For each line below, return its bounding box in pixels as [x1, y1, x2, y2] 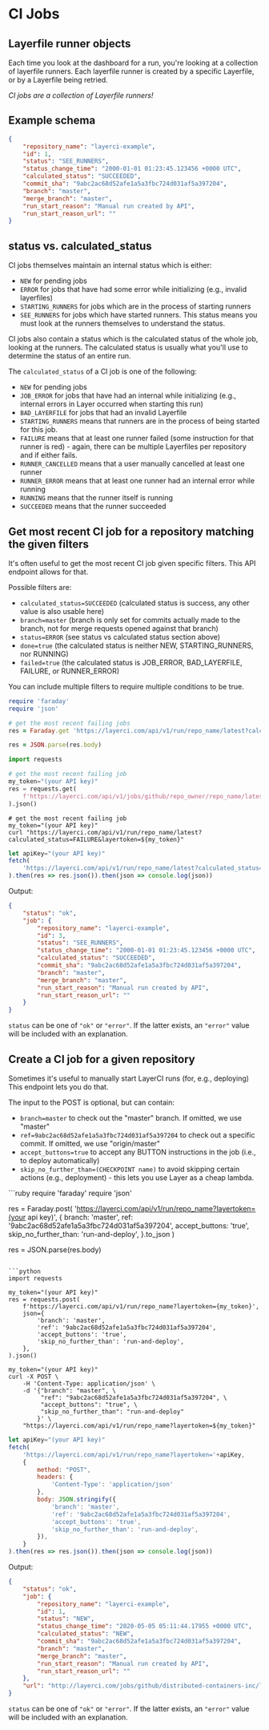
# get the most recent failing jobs [8, 719, 130, 727]
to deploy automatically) [19, 1156, 100, 1165]
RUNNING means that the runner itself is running [19, 493, 174, 503]
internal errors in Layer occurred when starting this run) [19, 399, 204, 409]
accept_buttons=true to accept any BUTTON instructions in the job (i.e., [19, 1147, 256, 1157]
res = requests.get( [8, 785, 78, 793]
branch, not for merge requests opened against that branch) [19, 623, 219, 633]
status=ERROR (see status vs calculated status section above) [19, 632, 221, 641]
